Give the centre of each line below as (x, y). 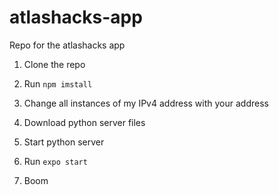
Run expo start (55, 161)
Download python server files (84, 122)
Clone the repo (54, 64)
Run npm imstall (58, 83)
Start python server (64, 142)
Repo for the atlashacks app (67, 45)
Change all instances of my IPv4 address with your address (146, 103)
